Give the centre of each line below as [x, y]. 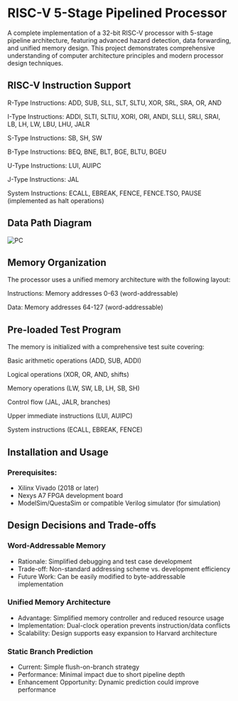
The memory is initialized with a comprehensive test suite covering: [106, 347]
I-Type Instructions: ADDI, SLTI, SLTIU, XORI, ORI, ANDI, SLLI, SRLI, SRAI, [114, 116]
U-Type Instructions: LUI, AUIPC [54, 165]
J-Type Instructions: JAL [43, 179]
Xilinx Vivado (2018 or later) [58, 488]
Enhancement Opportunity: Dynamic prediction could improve [108, 682]
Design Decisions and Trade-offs [82, 525]
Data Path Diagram [50, 223]
